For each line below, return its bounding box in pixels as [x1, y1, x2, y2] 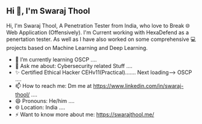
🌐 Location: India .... [14, 104, 65, 111]
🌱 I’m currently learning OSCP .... [14, 55, 97, 63]
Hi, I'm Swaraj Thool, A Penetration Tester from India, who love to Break [6, 22, 185, 29]
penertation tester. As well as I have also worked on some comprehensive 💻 [6, 36, 197, 43]
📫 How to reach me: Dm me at [14, 82, 92, 89]
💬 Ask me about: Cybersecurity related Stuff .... [14, 62, 133, 69]
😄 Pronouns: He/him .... [14, 97, 75, 104]
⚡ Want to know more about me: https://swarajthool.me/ [14, 111, 154, 118]
